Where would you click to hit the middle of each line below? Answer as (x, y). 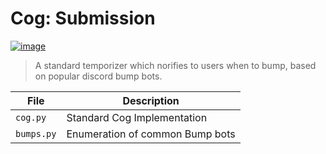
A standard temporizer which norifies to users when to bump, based (175, 65)
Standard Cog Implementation (137, 117)
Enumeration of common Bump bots (151, 134)
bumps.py (36, 133)
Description (151, 100)
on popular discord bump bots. (98, 76)
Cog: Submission (83, 18)
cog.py (31, 117)
